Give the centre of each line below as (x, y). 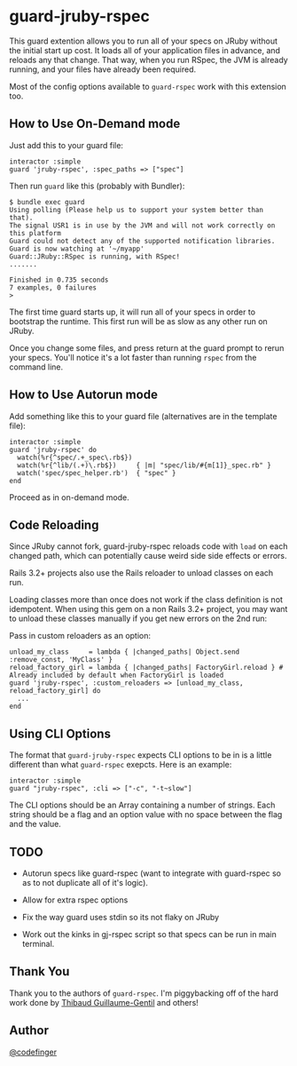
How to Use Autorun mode (83, 395)
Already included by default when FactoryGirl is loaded (117, 676)
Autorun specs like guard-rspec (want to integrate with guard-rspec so (152, 873)
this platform (35, 233)
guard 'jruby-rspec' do (53, 449)
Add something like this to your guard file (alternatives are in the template (143, 416)
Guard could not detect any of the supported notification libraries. (142, 241)
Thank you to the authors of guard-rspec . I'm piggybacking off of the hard (144, 993)
